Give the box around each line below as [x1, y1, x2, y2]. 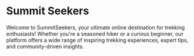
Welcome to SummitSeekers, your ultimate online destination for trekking [6, 24, 185, 31]
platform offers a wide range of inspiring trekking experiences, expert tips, [6, 36, 189, 43]
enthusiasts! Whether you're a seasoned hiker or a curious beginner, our [6, 30, 184, 37]
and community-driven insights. [6, 43, 85, 50]
